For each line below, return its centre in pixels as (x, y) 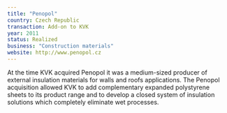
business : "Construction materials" (60, 46)
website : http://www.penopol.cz (54, 53)
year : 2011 (23, 33)
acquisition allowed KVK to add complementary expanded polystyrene (109, 87)
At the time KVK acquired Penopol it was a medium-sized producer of (107, 72)
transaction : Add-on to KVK (48, 27)
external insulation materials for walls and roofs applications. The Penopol (113, 80)
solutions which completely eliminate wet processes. (83, 102)
